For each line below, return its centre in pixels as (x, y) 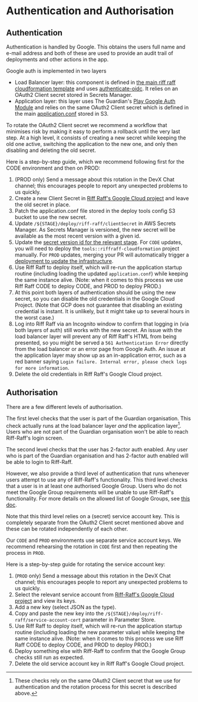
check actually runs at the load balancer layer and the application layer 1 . (94, 425)
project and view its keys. (45, 601)
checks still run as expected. (49, 658)
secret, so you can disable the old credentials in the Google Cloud (95, 299)
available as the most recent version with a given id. (77, 236)
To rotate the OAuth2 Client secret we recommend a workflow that (87, 125)
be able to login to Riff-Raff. (39, 462)
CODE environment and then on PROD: (53, 168)
